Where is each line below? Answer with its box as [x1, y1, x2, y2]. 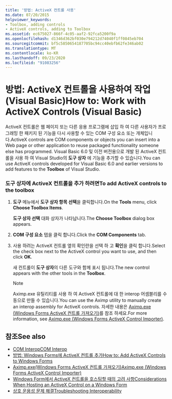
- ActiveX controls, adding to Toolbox [5, 27, 91, 32]
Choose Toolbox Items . [12, 205, 63, 211]
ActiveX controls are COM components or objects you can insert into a [10, 137, 160, 143]
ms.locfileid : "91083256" [5, 60, 61, 65]
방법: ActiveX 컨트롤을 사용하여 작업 [5, 84, 151, 96]
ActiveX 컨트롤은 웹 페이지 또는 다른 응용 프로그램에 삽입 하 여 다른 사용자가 [5, 124, 157, 130]
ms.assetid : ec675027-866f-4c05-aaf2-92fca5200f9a [5, 31, 116, 37]
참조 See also [5, 332, 46, 341]
